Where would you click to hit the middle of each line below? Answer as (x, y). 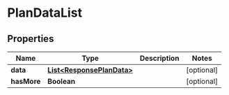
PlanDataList (45, 13)
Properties (31, 39)
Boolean (62, 81)
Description (159, 58)
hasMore (26, 81)
